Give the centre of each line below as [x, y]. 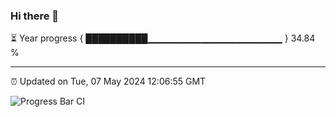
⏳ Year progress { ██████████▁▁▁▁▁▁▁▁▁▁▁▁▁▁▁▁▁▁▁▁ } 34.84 [163, 38]
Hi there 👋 [35, 16]
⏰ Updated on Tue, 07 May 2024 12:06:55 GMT [108, 81]
